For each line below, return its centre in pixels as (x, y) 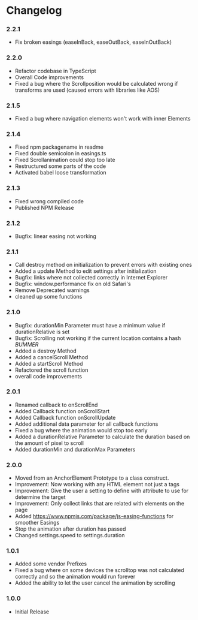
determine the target (40, 497)
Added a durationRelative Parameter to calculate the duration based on (102, 437)
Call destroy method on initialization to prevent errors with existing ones (103, 265)
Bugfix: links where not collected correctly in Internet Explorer (91, 278)
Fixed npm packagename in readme (59, 147)
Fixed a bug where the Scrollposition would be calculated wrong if (96, 83)
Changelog (34, 10)
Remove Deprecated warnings (52, 290)
